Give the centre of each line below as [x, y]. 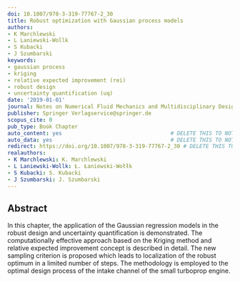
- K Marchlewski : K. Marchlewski [57, 160]
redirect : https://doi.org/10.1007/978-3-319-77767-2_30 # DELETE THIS [116, 147]
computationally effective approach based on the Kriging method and [110, 241]
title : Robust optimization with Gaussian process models [95, 21]
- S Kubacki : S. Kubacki [44, 173]
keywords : [22, 61]
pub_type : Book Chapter [43, 126]
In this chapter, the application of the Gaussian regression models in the [113, 226]
